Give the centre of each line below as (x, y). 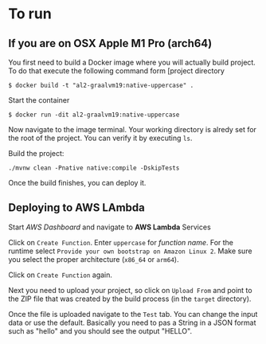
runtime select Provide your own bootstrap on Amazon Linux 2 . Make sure (130, 251)
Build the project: (36, 153)
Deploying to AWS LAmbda (77, 208)
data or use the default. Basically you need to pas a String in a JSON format (132, 322)
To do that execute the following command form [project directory (117, 71)
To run (30, 14)
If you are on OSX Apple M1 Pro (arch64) (110, 43)
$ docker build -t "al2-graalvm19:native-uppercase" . (101, 85)
